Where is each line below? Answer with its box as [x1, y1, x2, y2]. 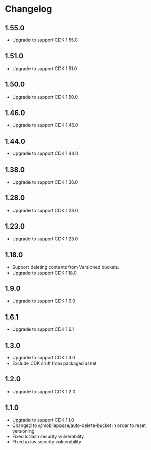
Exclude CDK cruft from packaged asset [12, 360, 97, 366]
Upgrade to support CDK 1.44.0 [12, 150, 78, 156]
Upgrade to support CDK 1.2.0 [12, 388, 76, 394]
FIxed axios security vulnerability [12, 438, 82, 445]
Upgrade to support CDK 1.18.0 [12, 269, 77, 276]
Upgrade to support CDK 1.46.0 [12, 122, 78, 128]
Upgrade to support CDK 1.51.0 [12, 65, 77, 72]
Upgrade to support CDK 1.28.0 [12, 207, 78, 213]
